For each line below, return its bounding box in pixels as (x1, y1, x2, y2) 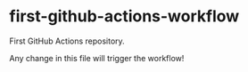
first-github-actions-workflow (9, 6, 240, 27)
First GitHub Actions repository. (9, 36, 125, 46)
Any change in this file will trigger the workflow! (9, 52, 185, 63)
